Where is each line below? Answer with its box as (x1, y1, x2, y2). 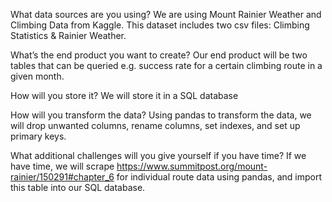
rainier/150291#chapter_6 (10, 171, 115, 183)
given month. (10, 70, 65, 82)
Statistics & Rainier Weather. (10, 30, 127, 41)
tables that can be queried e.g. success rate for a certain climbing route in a (10, 60, 323, 71)
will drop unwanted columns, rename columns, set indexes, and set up (10, 120, 301, 131)
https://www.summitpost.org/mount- (116, 160, 268, 172)
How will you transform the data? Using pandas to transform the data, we (10, 109, 312, 121)
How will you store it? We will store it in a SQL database (10, 90, 239, 101)
